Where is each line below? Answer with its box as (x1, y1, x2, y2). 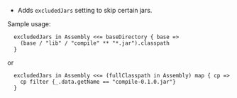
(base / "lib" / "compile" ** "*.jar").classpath (20, 40, 170, 47)
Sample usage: (7, 20, 51, 28)
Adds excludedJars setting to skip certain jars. (17, 6, 153, 14)
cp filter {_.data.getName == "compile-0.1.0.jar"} (20, 78, 176, 85)
